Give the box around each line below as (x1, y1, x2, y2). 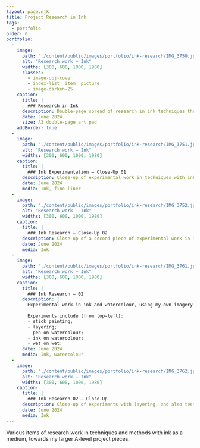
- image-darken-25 (27, 86, 73, 92)
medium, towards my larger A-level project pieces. (6, 435, 130, 442)
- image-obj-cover (27, 75, 73, 81)
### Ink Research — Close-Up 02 (27, 230, 108, 236)
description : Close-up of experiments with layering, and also (21, 402, 183, 408)
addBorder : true (17, 125, 58, 131)
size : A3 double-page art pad (21, 120, 97, 126)
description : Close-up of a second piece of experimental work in (21, 236, 190, 242)
